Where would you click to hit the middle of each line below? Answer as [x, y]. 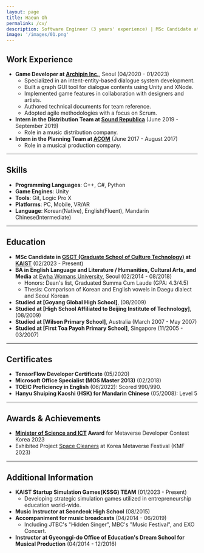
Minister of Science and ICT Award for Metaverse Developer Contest [102, 433]
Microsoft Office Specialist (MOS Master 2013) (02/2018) [88, 380]
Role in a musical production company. [73, 145]
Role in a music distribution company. [71, 132]
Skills [17, 170]
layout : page [23, 12]
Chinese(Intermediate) [43, 217]
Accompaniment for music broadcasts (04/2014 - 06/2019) [91, 518]
